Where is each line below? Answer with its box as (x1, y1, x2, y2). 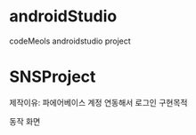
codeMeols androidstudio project (9, 36, 131, 46)
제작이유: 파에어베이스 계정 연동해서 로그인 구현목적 (9, 97, 188, 107)
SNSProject (9, 67, 96, 87)
